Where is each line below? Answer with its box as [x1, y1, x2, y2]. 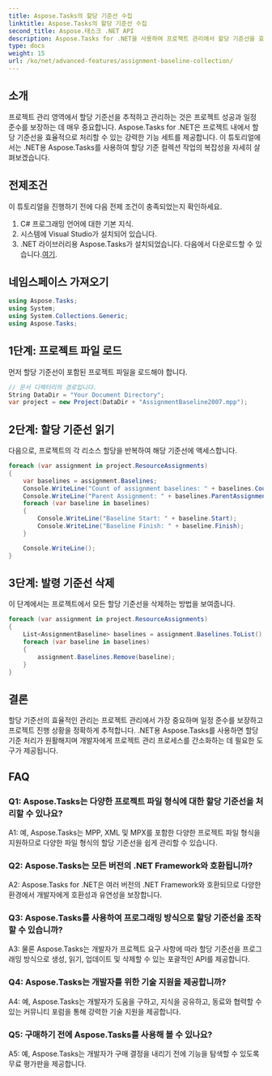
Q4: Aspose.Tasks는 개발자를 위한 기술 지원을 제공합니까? [8, 976, 227, 988]
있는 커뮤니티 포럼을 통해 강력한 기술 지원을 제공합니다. [8, 1006, 181, 1016]
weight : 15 [8, 49, 45, 57]
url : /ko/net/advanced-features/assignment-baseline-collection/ [8, 57, 233, 66]
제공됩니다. [23, 746, 59, 755]
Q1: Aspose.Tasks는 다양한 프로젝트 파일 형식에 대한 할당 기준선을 [8, 795, 254, 806]
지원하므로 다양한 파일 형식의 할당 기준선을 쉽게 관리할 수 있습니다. [8, 837, 218, 847]
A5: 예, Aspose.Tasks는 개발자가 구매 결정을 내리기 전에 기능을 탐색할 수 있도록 [8, 1049, 260, 1059]
